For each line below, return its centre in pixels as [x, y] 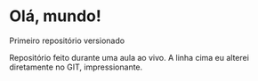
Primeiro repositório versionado [67, 40]
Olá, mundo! [56, 16]
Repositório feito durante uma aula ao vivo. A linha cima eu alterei [129, 57]
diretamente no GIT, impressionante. [76, 67]
